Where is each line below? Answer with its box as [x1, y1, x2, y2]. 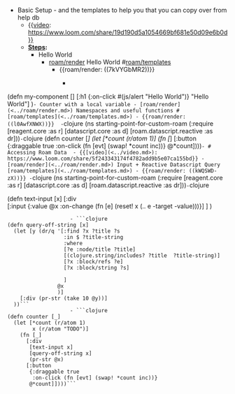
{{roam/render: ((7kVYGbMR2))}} [59, 66, 155, 73]
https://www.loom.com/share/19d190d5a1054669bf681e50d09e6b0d [27, 28, 228, 36]
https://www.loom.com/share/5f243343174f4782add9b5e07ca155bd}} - [7, 155, 205, 162]
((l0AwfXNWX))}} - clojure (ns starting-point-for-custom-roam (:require [7, 119, 214, 128]
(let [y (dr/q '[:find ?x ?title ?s [13, 228, 120, 235]
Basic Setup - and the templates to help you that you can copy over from [17, 6, 227, 14]
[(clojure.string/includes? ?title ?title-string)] [63, 252, 220, 259]
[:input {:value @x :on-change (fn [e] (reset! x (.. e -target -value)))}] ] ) [7, 202, 213, 210]
